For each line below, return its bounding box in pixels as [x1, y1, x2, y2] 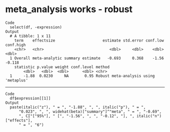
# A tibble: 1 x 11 [10, 33, 51, 38]
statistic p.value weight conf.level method [14, 64, 110, 69]
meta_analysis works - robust [5, 4, 133, 15]
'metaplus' [5, 77, 28, 83]
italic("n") [136, 113, 162, 118]
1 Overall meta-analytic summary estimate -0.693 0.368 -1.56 [10, 56, 164, 61]
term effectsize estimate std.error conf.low [14, 38, 164, 43]
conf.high [5, 42, 26, 48]
